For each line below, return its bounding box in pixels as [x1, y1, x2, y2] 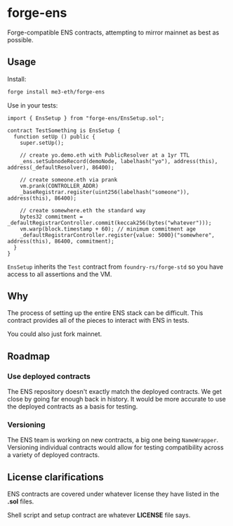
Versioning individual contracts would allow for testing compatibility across [7, 443, 224, 451]
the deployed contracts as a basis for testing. [7, 402, 138, 411]
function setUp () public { [13, 133, 96, 140]
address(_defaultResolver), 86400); [7, 164, 114, 171]
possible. [7, 35, 34, 44]
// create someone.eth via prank [20, 176, 118, 184]
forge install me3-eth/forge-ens [7, 88, 105, 96]
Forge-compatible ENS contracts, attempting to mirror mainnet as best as [7, 28, 220, 37]
